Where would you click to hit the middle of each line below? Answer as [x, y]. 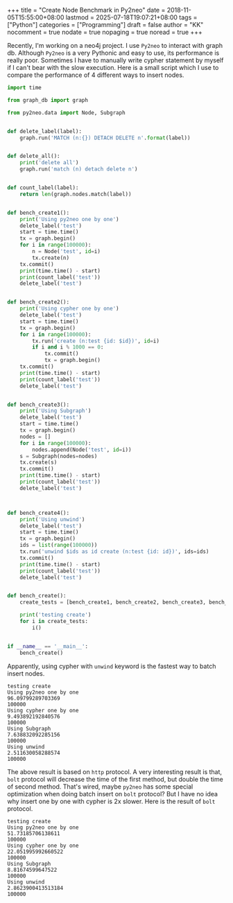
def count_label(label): [43, 188]
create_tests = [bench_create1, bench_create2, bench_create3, [113, 602]
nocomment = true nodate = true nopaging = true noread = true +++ [105, 32]
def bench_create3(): [38, 405]
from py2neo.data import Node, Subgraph [67, 113]
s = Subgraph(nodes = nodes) [59, 456]
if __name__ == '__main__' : [48, 646]
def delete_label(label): [44, 131]
